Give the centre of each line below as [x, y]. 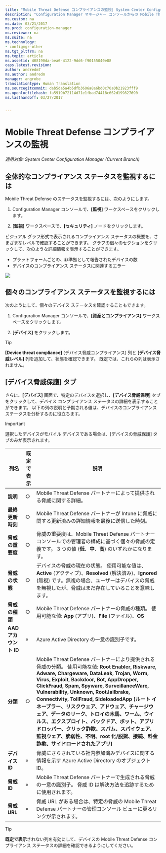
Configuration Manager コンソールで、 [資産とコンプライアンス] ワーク [84, 315]
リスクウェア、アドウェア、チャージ [107, 707]
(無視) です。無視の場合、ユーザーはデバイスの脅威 [95, 580]
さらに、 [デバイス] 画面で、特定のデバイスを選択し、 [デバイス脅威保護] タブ [83, 395]
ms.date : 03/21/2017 [26, 24]
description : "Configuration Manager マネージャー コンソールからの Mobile [80, 14]
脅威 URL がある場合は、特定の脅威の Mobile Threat [96, 801]
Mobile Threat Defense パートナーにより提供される [96, 659]
